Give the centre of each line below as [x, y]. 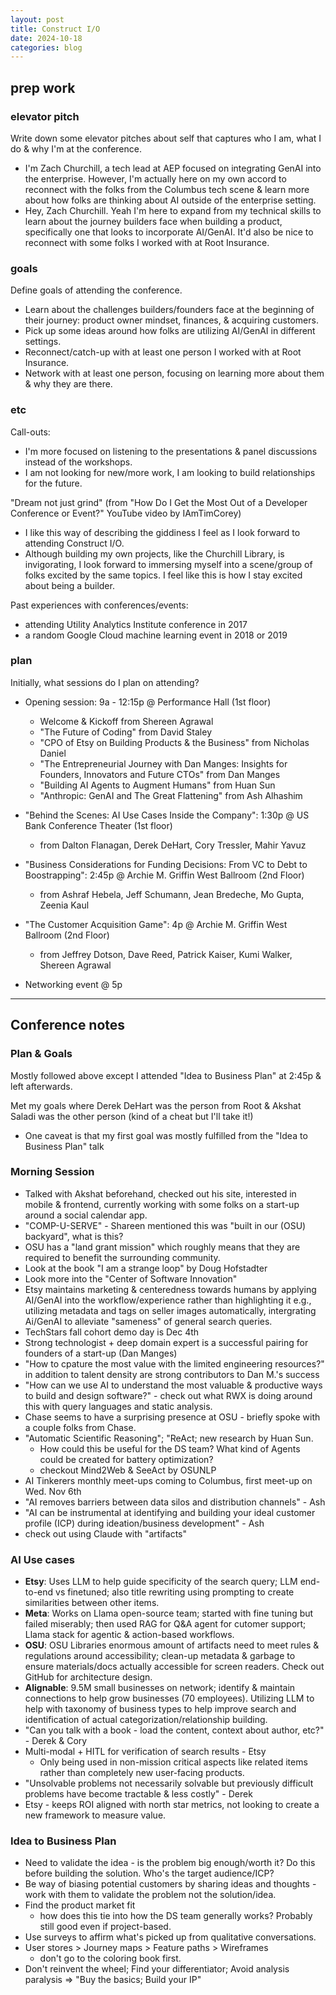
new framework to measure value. [95, 1815]
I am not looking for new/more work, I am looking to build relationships [170, 472]
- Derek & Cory [56, 1741]
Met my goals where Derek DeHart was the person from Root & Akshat [156, 1105]
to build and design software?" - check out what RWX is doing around [168, 1395]
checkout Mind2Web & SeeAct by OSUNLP [128, 1470]
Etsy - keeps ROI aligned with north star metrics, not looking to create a [172, 1805]
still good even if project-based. [105, 1927]
